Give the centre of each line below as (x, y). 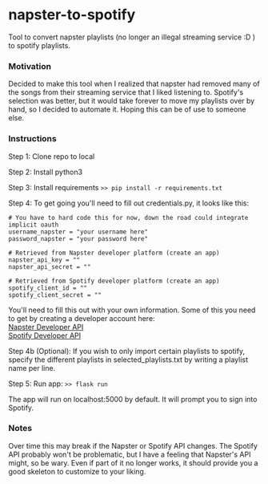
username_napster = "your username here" (78, 232)
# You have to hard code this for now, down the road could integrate (128, 218)
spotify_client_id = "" (48, 288)
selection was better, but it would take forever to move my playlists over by (132, 101)
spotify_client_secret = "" (55, 295)
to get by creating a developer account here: (82, 318)
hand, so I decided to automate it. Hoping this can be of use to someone (127, 109)
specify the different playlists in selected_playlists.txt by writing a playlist (128, 360)
